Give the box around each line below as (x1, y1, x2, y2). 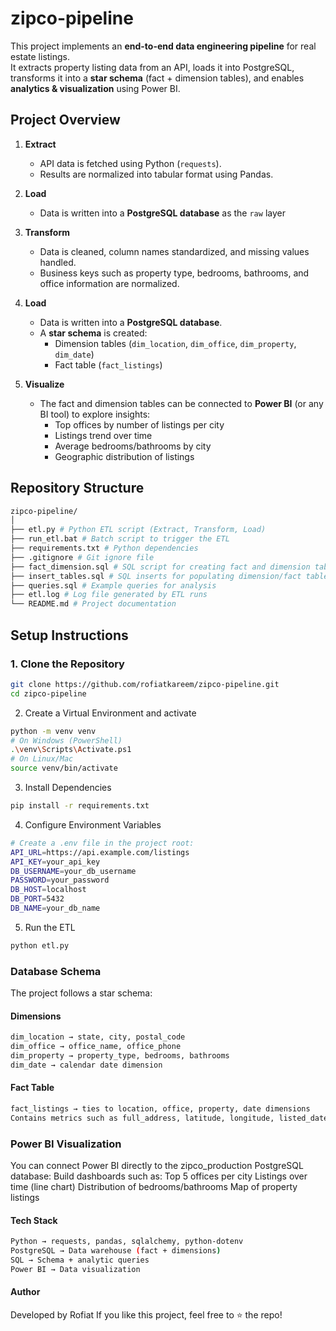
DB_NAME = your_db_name (10, 903, 101, 913)
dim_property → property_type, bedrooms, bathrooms (10, 1051, 230, 1061)
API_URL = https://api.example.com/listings (10, 847, 190, 857)
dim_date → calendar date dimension (10, 1060, 163, 1070)
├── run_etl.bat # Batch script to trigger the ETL (10, 534, 230, 544)
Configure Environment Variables (24, 818, 162, 831)
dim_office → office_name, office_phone (10, 1042, 182, 1052)
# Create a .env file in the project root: (10, 838, 195, 848)
